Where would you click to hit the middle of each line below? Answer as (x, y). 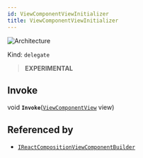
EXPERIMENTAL (49, 68)
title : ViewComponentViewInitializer (63, 21)
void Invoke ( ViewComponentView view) (61, 108)
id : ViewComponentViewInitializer (58, 14)
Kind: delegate (29, 55)
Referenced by (40, 129)
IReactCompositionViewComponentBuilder (76, 147)
